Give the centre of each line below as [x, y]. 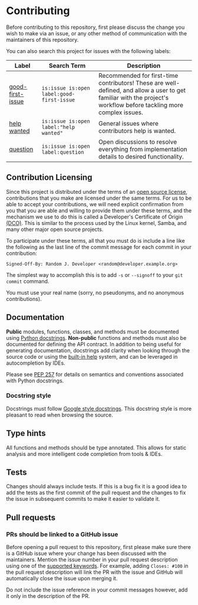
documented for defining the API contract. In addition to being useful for [94, 344]
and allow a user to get [154, 90]
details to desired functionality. [141, 156]
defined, [110, 90]
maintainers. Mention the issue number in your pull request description [92, 560]
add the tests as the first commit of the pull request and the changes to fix [96, 492]
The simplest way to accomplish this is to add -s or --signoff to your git [95, 275]
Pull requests [31, 518]
